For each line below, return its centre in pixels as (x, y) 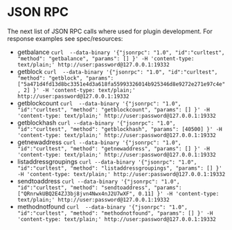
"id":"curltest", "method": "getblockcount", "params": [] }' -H (113, 109)
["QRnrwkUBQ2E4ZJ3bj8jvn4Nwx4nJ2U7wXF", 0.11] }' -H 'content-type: (118, 194)
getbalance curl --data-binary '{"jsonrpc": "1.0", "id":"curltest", (121, 52)
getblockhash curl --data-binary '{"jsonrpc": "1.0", (96, 123)
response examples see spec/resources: (65, 38)
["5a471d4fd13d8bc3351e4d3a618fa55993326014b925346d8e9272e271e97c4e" (121, 84)
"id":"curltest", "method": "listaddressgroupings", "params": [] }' (120, 168)
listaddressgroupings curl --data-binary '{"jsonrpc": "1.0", (107, 161)
